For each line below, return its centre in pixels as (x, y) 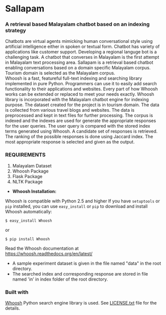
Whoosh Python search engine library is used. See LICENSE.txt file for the (81, 303)
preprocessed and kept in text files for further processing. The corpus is (79, 116)
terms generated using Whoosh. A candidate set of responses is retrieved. (82, 131)
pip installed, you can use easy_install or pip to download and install (77, 206)
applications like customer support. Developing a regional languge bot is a (81, 52)
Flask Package (27, 176)
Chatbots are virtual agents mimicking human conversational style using (79, 41)
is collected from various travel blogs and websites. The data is (70, 110)
